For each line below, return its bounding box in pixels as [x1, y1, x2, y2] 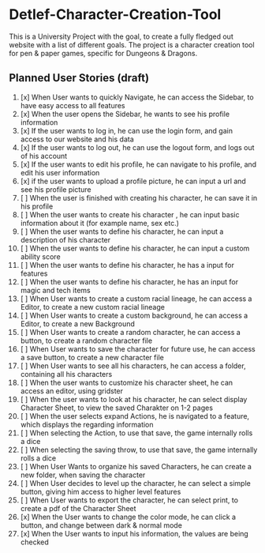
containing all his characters [20, 369, 113, 378]
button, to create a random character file [20, 336, 153, 345]
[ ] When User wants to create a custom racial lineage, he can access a [20, 294, 252, 303]
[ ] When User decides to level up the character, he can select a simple [20, 478, 251, 487]
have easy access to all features [20, 100, 125, 110]
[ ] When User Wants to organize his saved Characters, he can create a [20, 461, 252, 471]
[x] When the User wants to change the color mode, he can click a [20, 512, 236, 521]
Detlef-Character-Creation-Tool [9, 6, 222, 24]
